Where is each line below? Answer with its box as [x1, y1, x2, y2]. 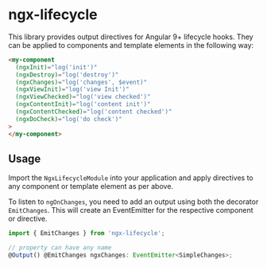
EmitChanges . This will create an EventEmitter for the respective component [8, 206, 253, 215]
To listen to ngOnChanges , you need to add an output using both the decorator [8, 197, 259, 206]
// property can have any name [8, 244, 112, 252]
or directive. [8, 214, 48, 224]
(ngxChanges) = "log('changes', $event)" [15, 78, 148, 86]
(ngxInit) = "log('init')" [15, 63, 98, 71]
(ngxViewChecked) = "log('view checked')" [15, 93, 151, 101]
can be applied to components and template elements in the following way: [8, 40, 254, 49]
